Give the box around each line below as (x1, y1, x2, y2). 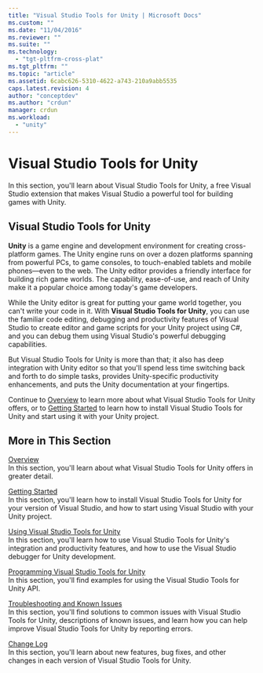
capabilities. (8, 339, 47, 349)
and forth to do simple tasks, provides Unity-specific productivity (8, 371, 219, 380)
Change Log (8, 639, 49, 649)
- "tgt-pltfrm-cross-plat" (15, 56, 104, 64)
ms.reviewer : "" (8, 33, 61, 42)
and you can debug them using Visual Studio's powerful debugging (8, 331, 226, 340)
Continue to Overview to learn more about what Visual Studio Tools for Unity (8, 395, 256, 404)
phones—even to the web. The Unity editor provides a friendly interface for (8, 266, 252, 275)
